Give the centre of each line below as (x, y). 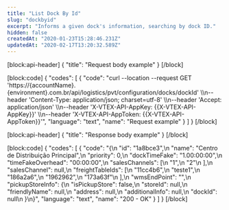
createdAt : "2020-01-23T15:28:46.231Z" (64, 39)
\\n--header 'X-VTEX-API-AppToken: (89, 114)
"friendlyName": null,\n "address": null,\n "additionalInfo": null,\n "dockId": (112, 192)
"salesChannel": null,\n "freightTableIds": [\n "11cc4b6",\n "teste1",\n (104, 170)
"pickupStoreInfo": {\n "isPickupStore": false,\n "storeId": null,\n (97, 184)
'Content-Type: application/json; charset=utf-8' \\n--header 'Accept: (125, 100)
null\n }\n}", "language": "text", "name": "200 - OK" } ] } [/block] (97, 199)
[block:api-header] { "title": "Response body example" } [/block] (98, 135)
